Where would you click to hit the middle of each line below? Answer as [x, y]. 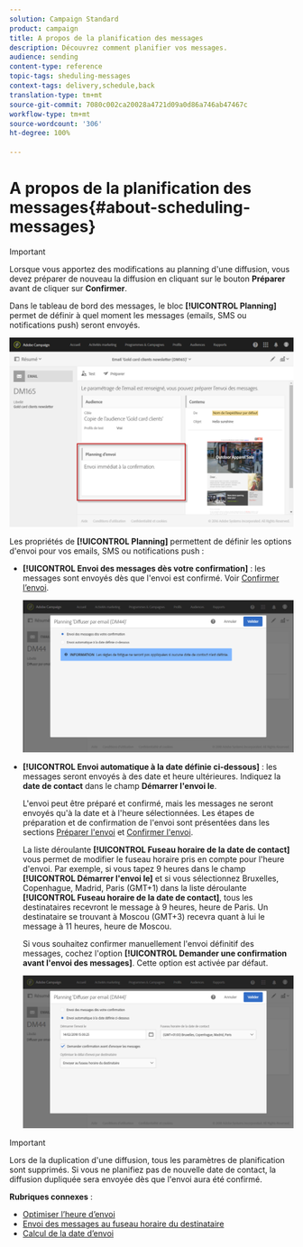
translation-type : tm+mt [56, 95]
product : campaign [44, 28]
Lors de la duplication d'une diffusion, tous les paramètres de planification [147, 1160]
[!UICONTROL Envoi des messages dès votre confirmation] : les [144, 568]
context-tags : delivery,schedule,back [82, 86]
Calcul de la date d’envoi [68, 1233]
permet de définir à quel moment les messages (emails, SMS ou [128, 315]
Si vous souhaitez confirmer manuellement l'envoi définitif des [138, 944]
